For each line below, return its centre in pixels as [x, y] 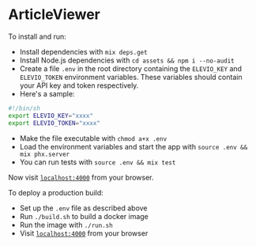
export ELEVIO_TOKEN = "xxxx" [55, 123]
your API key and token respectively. [79, 85]
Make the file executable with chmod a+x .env [93, 138]
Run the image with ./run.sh [66, 225]
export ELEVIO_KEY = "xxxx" [51, 115]
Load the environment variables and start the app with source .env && [134, 146]
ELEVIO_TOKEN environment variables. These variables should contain [131, 77]
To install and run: [38, 36]
